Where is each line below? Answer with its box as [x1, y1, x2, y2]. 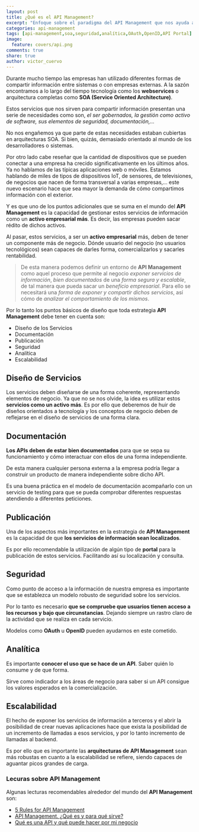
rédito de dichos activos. [6, 221, 66, 228]
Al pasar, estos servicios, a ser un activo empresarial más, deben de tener [6, 233, 188, 240]
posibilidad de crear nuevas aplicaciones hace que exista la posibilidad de [6, 723, 187, 731]
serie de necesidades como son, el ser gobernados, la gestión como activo [6, 111, 191, 119]
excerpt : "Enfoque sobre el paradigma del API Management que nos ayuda [6, 20, 190, 26]
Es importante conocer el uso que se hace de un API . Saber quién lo [6, 660, 174, 667]
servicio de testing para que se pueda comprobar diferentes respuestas [6, 489, 182, 496]
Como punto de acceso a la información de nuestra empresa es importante [6, 585, 190, 592]
